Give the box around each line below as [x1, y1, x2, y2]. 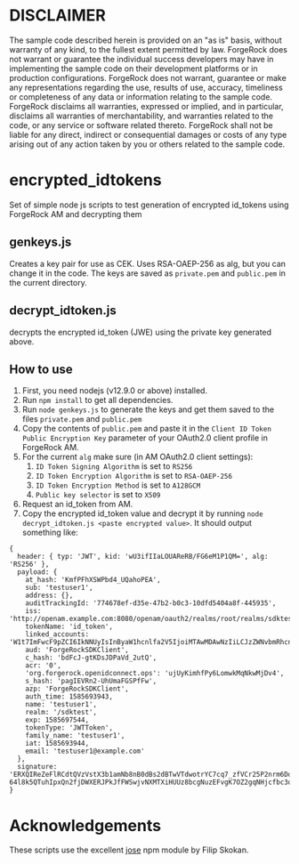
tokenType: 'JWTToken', [25, 723, 114, 732]
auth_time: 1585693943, [25, 692, 114, 701]
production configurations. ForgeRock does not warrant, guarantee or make [9, 72, 287, 83]
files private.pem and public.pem [21, 414, 142, 424]
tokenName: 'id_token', [25, 622, 114, 632]
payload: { [17, 568, 58, 577]
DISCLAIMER [9, 5, 107, 26]
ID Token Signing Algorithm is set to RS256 [35, 461, 193, 472]
